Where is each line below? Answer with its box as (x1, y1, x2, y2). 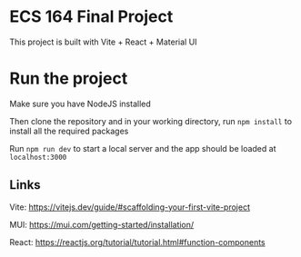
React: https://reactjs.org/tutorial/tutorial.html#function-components (9, 236, 266, 247)
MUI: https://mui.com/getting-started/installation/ (9, 219, 195, 230)
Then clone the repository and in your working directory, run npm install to (9, 115, 293, 126)
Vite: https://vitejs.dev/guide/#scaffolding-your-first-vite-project (9, 202, 251, 213)
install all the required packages (9, 125, 129, 136)
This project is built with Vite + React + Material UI (9, 36, 197, 47)
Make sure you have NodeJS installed (9, 98, 152, 109)
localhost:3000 (9, 153, 67, 162)
